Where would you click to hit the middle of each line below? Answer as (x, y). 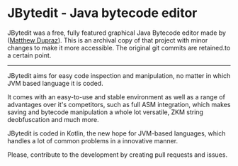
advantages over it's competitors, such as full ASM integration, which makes (119, 104)
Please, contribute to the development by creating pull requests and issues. (118, 155)
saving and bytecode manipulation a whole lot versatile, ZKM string (106, 112)
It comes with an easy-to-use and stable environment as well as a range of (116, 96)
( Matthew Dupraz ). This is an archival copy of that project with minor (108, 40)
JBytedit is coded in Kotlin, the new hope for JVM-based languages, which (117, 133)
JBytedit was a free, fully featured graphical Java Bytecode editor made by (117, 33)
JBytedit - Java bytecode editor (102, 13)
